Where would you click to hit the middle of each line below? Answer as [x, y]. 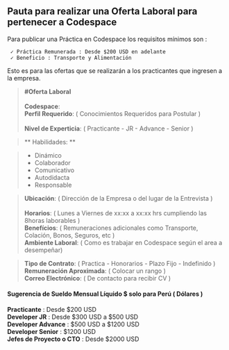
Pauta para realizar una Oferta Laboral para [102, 11]
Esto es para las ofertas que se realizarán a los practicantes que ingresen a [115, 70]
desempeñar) [43, 250]
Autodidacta [52, 177]
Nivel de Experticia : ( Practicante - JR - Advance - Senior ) [109, 128]
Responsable [53, 185]
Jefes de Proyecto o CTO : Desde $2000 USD [73, 339]
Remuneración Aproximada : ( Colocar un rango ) [95, 271]
